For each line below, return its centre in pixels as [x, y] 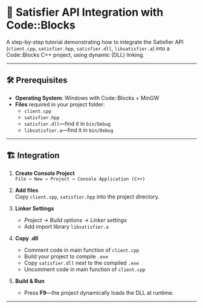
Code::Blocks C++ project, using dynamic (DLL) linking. [76, 54]
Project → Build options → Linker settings [75, 220]
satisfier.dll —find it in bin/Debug [67, 123]
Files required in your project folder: [60, 104]
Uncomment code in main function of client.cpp [85, 269]
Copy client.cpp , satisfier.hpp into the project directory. [87, 197]
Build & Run [30, 281]
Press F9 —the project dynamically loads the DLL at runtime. [99, 292]
